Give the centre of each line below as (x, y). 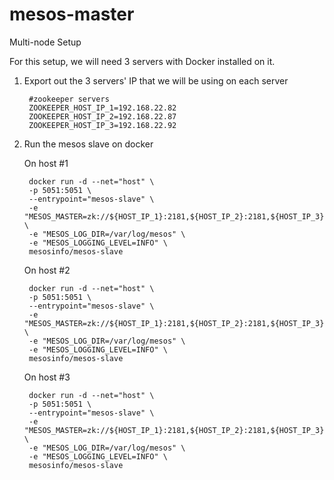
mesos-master (72, 14)
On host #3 (47, 377)
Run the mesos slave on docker (88, 144)
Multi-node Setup (45, 42)
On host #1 (46, 163)
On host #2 (47, 270)
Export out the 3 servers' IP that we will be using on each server (156, 80)
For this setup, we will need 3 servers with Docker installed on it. (142, 61)
